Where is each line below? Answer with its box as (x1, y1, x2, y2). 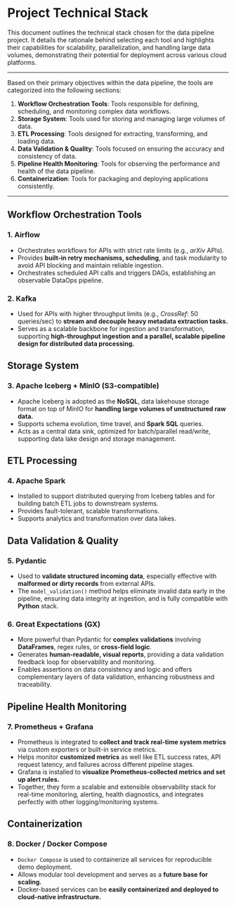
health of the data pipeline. (17, 167, 96, 175)
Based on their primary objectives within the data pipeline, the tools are (7, 78, 214, 87)
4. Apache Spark (7, 475, 66, 485)
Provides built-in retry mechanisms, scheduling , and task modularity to (17, 254, 228, 262)
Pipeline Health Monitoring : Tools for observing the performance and (17, 159, 220, 168)
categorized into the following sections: (7, 86, 122, 94)
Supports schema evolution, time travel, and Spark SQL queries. (17, 419, 204, 427)
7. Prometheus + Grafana (7, 722, 93, 732)
